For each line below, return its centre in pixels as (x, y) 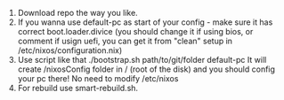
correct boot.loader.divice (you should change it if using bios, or (135, 31)
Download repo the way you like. (77, 13)
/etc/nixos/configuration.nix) (70, 50)
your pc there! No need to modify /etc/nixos (98, 78)
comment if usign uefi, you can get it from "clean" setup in (125, 41)
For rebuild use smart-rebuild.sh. (78, 88)
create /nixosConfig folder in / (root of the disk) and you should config (146, 69)
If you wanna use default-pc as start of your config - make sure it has (145, 22)
